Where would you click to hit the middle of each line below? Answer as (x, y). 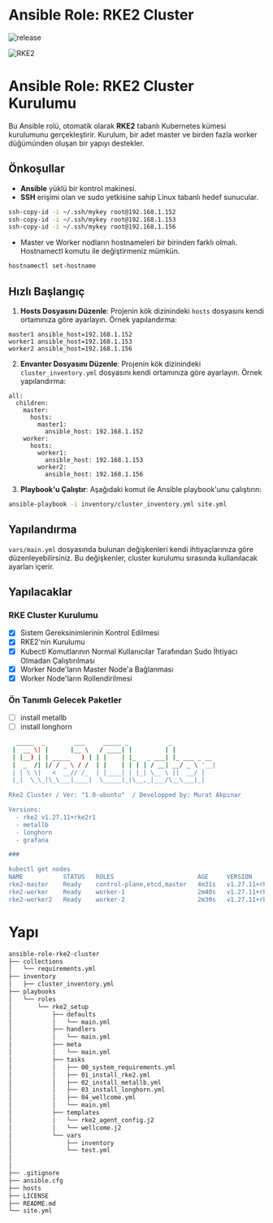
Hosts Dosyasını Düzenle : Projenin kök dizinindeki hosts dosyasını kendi (142, 311)
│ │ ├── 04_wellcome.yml (72, 1098)
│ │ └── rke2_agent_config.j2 (81, 1120)
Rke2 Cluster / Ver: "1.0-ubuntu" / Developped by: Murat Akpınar (125, 795)
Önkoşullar (37, 169)
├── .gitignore (34, 1173)
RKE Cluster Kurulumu (54, 615)
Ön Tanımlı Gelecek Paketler (65, 699)
